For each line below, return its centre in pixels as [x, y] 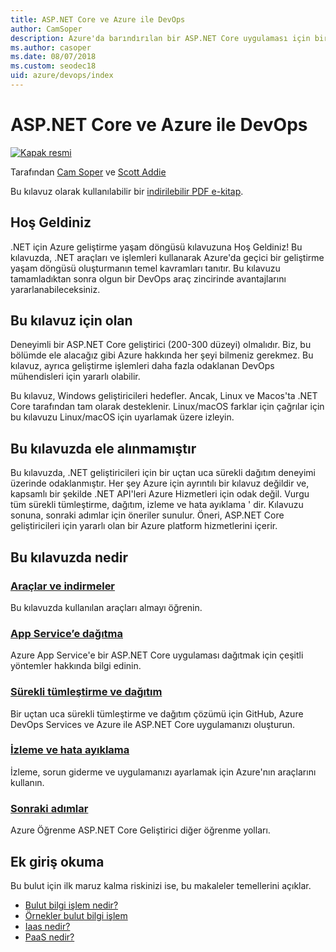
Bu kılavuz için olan [71, 321]
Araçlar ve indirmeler [63, 586]
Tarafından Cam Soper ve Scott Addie [88, 172]
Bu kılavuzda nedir [69, 557]
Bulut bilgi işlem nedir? [71, 905]
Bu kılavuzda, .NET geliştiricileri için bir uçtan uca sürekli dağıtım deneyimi [163, 473]
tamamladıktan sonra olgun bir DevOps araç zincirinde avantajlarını [148, 278]
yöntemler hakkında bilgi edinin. [76, 666]
